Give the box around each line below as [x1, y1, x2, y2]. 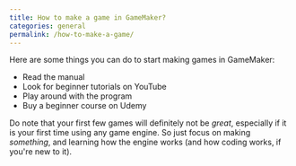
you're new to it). [9, 146, 73, 157]
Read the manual [22, 72, 85, 83]
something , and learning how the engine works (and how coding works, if [9, 136, 282, 148]
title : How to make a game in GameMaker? [9, 13, 167, 22]
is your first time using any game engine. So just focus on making [9, 127, 251, 138]
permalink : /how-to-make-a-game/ [9, 30, 135, 39]
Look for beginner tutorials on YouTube [22, 82, 168, 92]
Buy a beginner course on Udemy [22, 100, 147, 111]
